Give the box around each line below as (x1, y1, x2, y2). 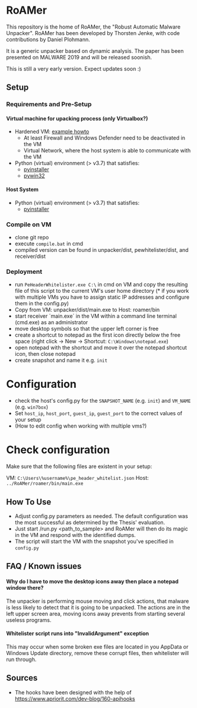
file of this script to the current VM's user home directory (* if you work (14, 287, 189, 295)
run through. (6, 656, 37, 663)
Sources (6, 673, 38, 683)
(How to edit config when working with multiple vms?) (14, 422, 147, 429)
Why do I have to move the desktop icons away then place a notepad (6, 577, 179, 585)
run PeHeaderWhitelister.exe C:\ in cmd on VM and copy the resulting (14, 281, 188, 288)
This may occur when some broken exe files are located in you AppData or (6, 643, 189, 650)
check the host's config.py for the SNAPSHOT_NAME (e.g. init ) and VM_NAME (14, 397, 191, 404)
